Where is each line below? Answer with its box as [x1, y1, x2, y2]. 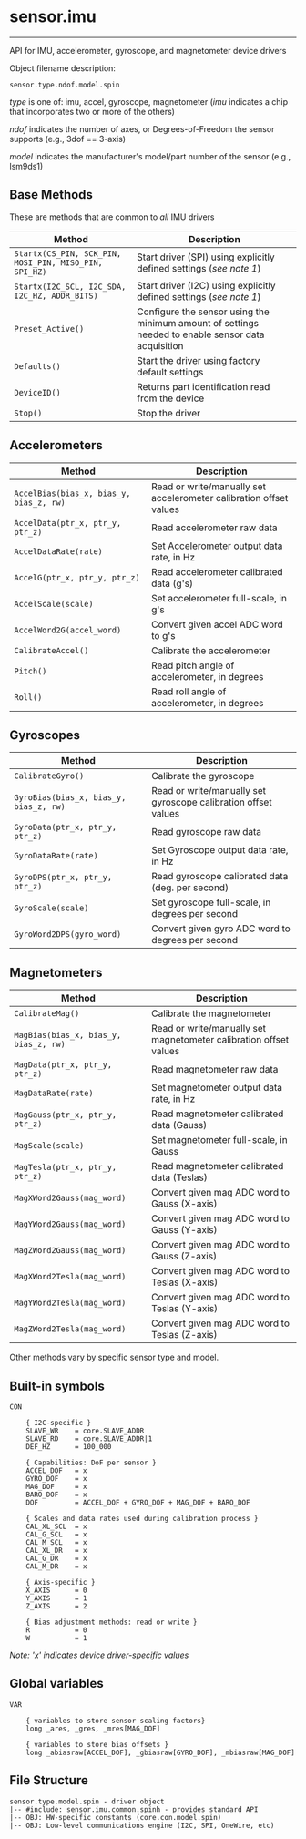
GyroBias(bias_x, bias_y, [14, 793, 127, 803]
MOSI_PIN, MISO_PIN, [14, 257, 103, 268]
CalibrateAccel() [14, 645, 89, 655]
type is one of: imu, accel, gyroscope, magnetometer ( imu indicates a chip [9, 96, 289, 107]
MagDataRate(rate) [14, 1088, 94, 1099]
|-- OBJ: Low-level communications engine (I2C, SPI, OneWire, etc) [9, 1821, 275, 1830]
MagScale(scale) [14, 1141, 85, 1151]
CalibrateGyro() [14, 771, 85, 781]
